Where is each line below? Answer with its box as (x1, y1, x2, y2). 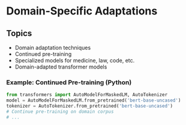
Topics (6, 28, 32, 38)
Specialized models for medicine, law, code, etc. (14, 57, 135, 64)
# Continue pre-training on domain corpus (6, 108, 114, 115)
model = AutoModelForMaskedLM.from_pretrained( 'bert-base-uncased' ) (6, 97, 181, 103)
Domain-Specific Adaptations (6, 4, 158, 18)
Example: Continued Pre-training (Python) (6, 78, 132, 87)
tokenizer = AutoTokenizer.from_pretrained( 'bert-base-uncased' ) (6, 103, 173, 109)
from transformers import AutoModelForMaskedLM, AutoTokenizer (6, 92, 168, 98)
